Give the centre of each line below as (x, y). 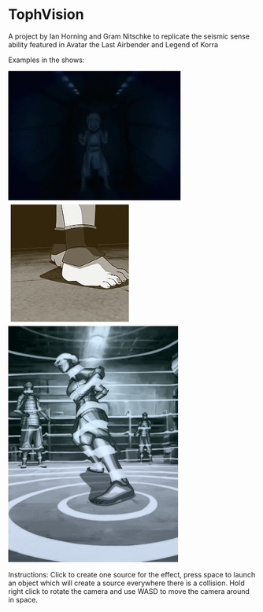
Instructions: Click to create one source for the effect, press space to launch (132, 574)
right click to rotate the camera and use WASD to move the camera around (129, 591)
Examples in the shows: (46, 60)
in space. (23, 599)
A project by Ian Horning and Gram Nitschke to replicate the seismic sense (129, 36)
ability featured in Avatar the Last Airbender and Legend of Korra (113, 44)
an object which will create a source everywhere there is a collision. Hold (127, 583)
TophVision (46, 15)
